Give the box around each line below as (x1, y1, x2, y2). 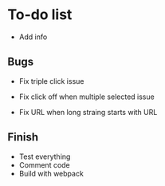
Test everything (18, 152, 71, 161)
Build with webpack (18, 168, 84, 178)
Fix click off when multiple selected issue (18, 92, 155, 101)
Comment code (18, 160, 71, 169)
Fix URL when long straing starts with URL (18, 107, 158, 117)
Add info (18, 32, 48, 42)
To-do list (7, 6, 73, 24)
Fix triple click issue (18, 76, 84, 85)
